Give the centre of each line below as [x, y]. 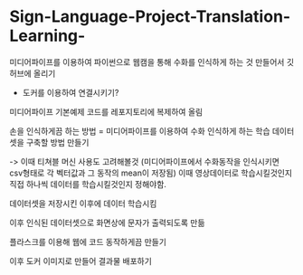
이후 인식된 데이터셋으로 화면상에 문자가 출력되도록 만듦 [107, 223]
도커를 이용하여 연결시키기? [71, 92]
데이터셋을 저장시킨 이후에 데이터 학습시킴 [83, 203]
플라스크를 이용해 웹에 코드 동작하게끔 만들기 [88, 242]
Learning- [47, 36]
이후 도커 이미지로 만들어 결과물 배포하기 [80, 261]
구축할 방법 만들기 [57, 142]
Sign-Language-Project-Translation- [150, 17]
